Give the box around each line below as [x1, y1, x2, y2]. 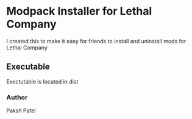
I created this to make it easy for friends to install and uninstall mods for [6, 37, 187, 45]
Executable [6, 62, 50, 72]
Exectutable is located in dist [6, 78, 79, 85]
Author [6, 93, 28, 101]
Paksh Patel [6, 107, 36, 114]
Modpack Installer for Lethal [6, 4, 152, 18]
